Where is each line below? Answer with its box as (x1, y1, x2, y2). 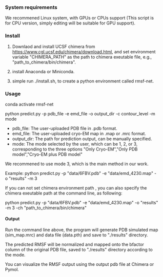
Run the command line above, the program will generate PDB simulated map (5, 227, 159, 233)
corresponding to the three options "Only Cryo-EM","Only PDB (12, 146, 138, 152)
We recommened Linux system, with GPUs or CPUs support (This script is (5, 15, 154, 21)
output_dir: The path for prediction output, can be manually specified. (12, 136, 152, 142)
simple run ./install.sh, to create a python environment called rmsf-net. (12, 78, 154, 84)
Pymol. (5, 267, 19, 273)
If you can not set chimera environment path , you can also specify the (5, 185, 147, 191)
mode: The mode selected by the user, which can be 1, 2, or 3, (12, 141, 138, 147)
